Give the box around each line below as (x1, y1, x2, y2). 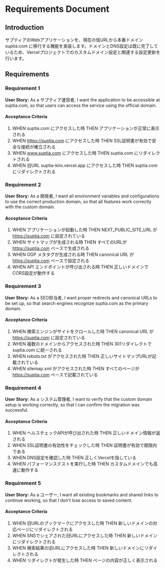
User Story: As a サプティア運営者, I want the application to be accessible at (5, 96, 160, 102)
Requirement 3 (5, 283, 41, 290)
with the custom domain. (5, 204, 56, 210)
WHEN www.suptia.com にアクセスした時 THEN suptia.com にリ (12, 150, 143, 156)
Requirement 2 (5, 181, 41, 188)
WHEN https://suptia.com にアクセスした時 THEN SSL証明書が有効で (12, 138, 152, 143)
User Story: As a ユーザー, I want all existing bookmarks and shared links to (5, 491, 159, 498)
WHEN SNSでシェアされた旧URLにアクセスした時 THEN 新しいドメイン (12, 532, 158, 538)
